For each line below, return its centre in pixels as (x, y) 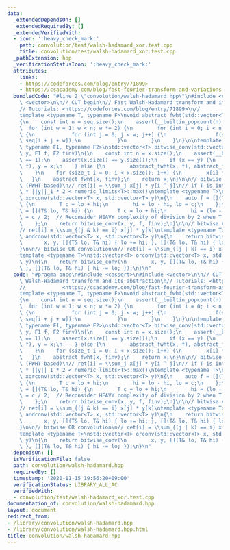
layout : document (32, 510)
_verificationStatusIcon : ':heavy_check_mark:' (82, 64)
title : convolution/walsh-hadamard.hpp (64, 536)
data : (15, 13)
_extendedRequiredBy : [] (49, 26)
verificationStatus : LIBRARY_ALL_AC (65, 485)
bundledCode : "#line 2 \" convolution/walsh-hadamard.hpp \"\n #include (114, 97)
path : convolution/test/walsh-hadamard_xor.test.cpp (96, 45)
